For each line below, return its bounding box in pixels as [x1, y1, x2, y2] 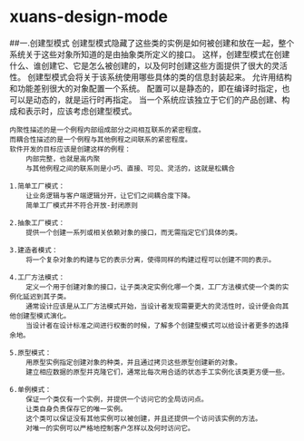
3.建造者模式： [9, 245, 59, 255]
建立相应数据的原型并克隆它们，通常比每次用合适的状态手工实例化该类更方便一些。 [25, 367, 289, 377]
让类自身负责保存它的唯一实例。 [25, 404, 128, 414]
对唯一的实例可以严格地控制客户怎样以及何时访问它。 [25, 424, 195, 433]
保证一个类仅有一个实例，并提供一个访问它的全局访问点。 [25, 395, 209, 404]
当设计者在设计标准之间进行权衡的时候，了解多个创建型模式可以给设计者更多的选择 [25, 320, 289, 330]
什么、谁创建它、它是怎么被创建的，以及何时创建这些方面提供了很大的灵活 [9, 60, 288, 71]
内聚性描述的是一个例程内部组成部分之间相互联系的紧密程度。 [9, 125, 206, 134]
